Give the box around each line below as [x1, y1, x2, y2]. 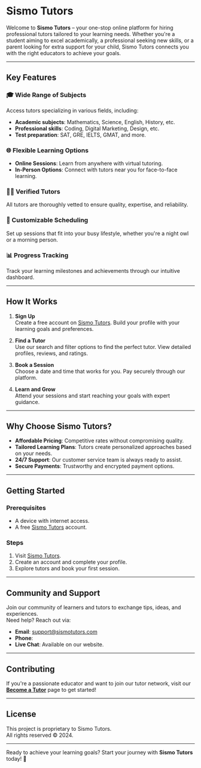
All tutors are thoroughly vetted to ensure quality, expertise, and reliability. [6, 201, 188, 208]
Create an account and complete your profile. [14, 559, 127, 566]
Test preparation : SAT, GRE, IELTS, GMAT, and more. [14, 131, 147, 138]
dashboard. [6, 273, 35, 281]
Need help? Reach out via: [6, 616, 71, 624]
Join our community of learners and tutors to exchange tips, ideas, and [6, 604, 181, 611]
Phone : [14, 634, 33, 642]
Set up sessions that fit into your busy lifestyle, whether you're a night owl [6, 230, 189, 237]
